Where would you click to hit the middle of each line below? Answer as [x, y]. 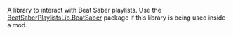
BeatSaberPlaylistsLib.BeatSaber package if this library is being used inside [116, 17]
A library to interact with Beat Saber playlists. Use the [84, 10]
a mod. [18, 25]
